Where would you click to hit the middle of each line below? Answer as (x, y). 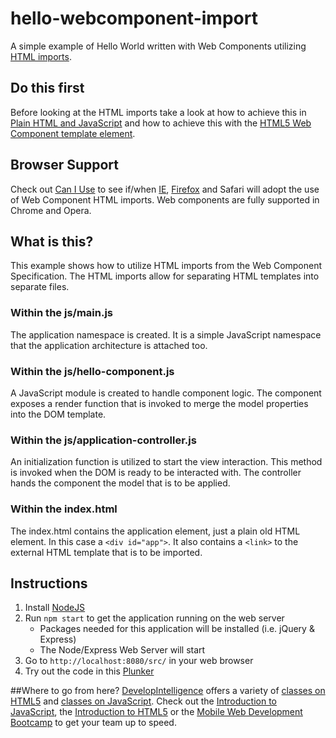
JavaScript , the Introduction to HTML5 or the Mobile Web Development (156, 712)
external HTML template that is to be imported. (106, 552)
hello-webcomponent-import (134, 18)
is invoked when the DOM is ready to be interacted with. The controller (156, 473)
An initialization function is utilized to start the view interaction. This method (166, 462)
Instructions (49, 583)
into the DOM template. (58, 414)
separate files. (40, 287)
